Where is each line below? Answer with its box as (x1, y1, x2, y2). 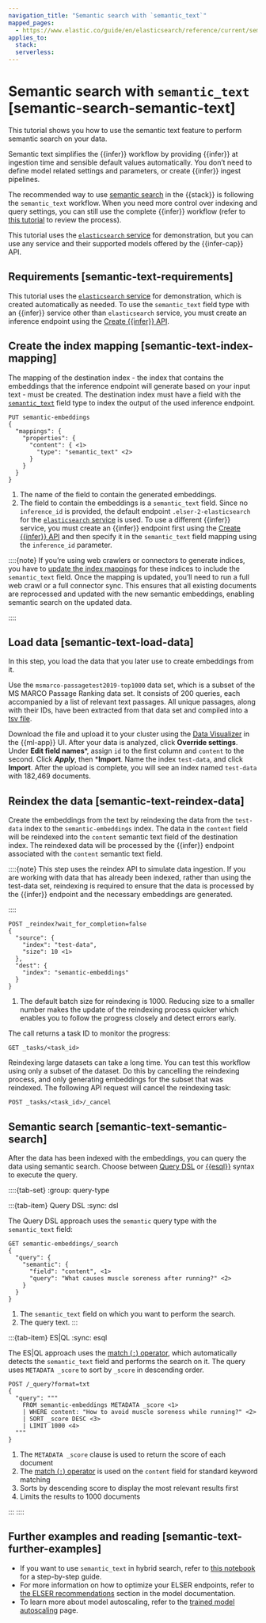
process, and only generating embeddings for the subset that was (8, 1074, 224, 1085)
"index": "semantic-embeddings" (22, 969, 129, 977)
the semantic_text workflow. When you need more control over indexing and (8, 198, 258, 207)
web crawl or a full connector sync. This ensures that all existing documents (8, 580, 257, 590)
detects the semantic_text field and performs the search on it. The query (8, 1357, 245, 1366)
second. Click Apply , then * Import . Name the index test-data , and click (8, 754, 244, 764)
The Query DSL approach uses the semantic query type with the (8, 1216, 218, 1226)
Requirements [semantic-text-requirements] (8, 270, 234, 283)
